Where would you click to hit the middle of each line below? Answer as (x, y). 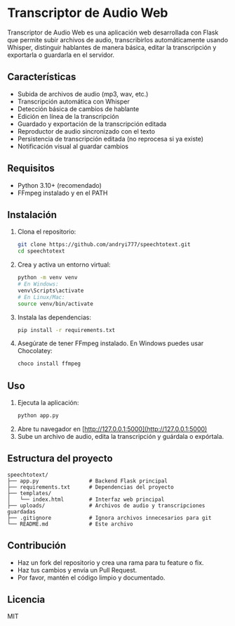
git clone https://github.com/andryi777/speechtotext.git (104, 245)
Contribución (37, 545)
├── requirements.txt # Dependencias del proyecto (90, 487)
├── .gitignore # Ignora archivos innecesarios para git (109, 518)
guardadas (22, 511)
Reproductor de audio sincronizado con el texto (86, 131)
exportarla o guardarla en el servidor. (61, 55)
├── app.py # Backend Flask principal (88, 481)
